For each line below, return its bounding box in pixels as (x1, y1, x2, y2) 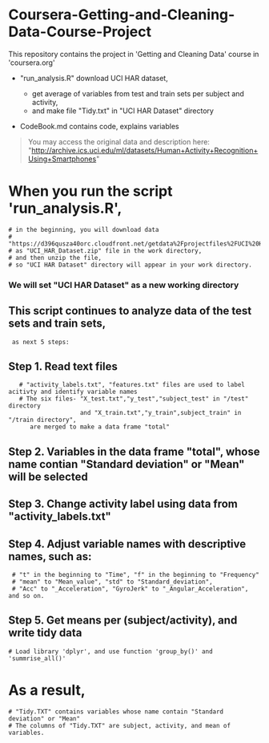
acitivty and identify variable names (8, 388, 138, 396)
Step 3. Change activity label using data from (8, 497, 238, 511)
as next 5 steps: (11, 338, 70, 346)
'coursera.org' (8, 58, 55, 67)
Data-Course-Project (8, 22, 152, 41)
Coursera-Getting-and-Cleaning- (8, 6, 235, 24)
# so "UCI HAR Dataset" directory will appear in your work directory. (8, 261, 252, 269)
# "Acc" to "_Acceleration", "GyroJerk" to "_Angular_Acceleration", (11, 585, 249, 593)
